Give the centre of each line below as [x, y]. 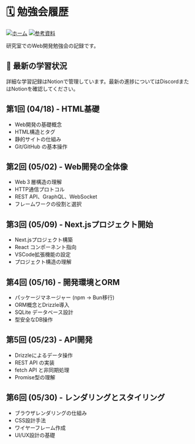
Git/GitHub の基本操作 [41, 146]
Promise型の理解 [35, 377]
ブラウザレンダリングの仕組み [51, 413]
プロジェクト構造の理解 [43, 262]
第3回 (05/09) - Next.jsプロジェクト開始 [80, 224]
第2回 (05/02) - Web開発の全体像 [67, 166]
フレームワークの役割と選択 [48, 204]
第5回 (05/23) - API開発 [49, 340]
